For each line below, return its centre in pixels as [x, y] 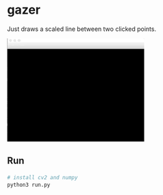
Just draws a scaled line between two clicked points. [81, 29]
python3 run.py [29, 185]
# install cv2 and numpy [42, 177]
